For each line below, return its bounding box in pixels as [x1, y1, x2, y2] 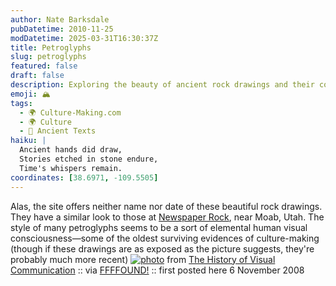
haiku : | [10, 136, 47, 146]
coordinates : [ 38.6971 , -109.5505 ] [10, 172, 159, 183]
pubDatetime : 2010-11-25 [10, 24, 114, 34]
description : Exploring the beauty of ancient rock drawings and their [10, 80, 315, 90]
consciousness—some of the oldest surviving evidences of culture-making [10, 232, 320, 244]
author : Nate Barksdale [10, 14, 110, 25]
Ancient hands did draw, [19, 145, 123, 155]
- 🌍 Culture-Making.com [19, 107, 122, 118]
